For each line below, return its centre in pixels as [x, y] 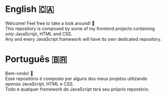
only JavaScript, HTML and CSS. [39, 34]
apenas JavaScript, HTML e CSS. [39, 84]
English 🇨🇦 [30, 9]
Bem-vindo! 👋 [19, 73]
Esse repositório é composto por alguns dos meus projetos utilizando [76, 79]
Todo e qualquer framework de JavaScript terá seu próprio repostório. [77, 89]
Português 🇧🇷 [36, 59]
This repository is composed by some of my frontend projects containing [80, 28]
